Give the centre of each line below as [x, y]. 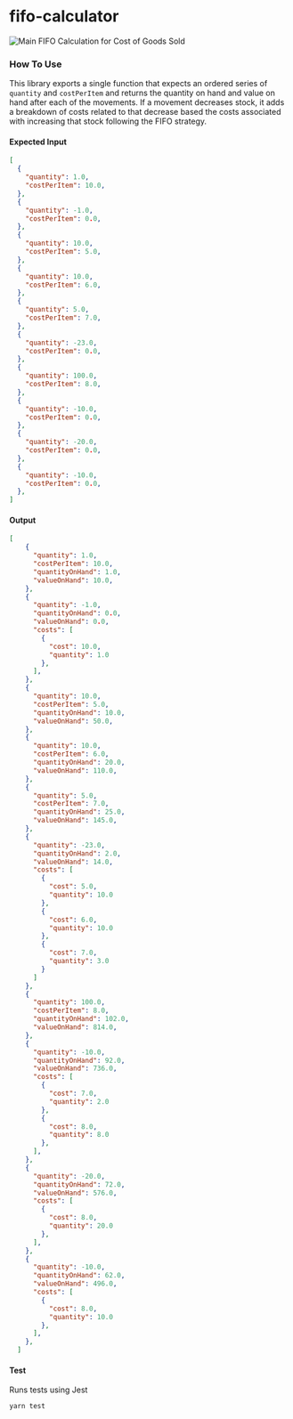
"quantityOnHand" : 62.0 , [79, 1276]
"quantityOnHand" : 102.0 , [81, 1019]
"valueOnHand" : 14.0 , [73, 862]
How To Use [36, 64]
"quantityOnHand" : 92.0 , [79, 1060]
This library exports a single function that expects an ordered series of [138, 84]
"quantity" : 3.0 [79, 961]
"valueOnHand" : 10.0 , [73, 580]
